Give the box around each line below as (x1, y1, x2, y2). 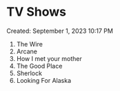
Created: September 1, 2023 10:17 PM (6, 27, 113, 35)
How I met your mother (16, 54, 82, 62)
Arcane (16, 47, 37, 55)
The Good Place (16, 62, 63, 70)
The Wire (16, 40, 43, 48)
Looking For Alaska (16, 76, 72, 84)
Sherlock (16, 69, 43, 77)
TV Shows (6, 4, 67, 20)
